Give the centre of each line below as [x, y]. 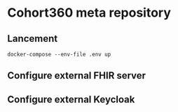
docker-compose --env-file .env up [59, 54]
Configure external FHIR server [76, 75]
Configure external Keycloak [71, 99]
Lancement [33, 39]
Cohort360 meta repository [89, 13]
